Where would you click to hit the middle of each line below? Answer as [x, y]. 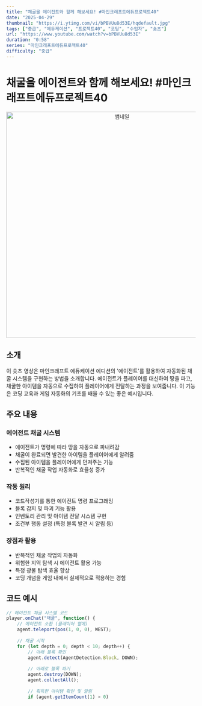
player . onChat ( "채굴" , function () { [51, 619]
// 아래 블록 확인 [47, 652]
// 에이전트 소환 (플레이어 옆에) [53, 624]
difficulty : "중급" [29, 51]
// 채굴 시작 [31, 641]
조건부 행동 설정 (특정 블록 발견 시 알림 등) [64, 524]
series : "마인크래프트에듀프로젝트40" [47, 46]
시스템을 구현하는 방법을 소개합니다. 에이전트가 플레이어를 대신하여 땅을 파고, [102, 378]
